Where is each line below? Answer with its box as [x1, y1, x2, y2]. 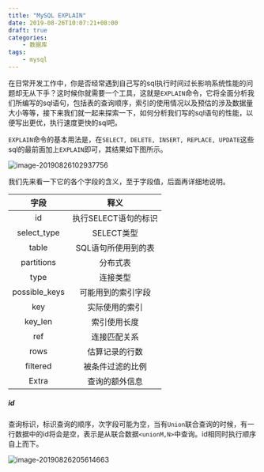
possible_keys [12, 286, 65, 297]
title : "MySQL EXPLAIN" [8, 11, 87, 20]
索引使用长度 [91, 316, 140, 327]
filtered [25, 361, 52, 372]
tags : [8, 48, 26, 56]
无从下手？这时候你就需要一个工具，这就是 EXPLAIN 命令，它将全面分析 [21, 88, 248, 97]
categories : [8, 33, 47, 42]
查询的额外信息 [87, 376, 144, 387]
